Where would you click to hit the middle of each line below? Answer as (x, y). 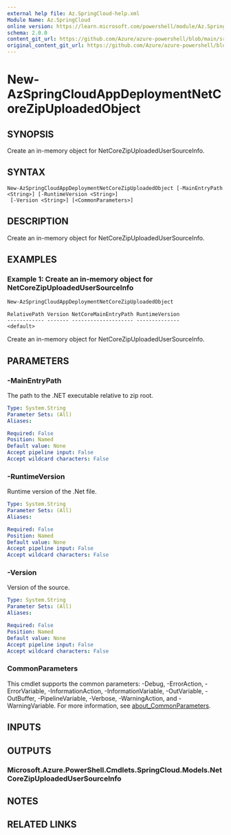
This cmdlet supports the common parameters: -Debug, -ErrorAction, (106, 684)
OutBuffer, (22, 698)
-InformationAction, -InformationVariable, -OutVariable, (126, 691)
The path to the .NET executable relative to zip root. (80, 395)
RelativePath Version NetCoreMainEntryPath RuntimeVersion (93, 315)
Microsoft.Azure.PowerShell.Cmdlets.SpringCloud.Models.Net (114, 770)
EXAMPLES (32, 260)
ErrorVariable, (27, 691)
